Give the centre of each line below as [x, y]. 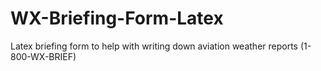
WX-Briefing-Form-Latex [117, 18]
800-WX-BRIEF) [43, 56]
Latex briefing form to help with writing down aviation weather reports [154, 46]
